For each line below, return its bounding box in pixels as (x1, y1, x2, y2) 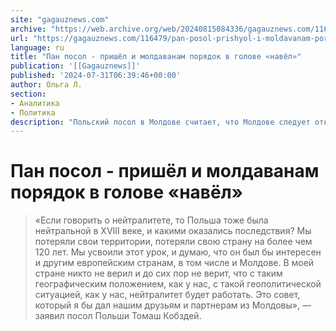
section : (10, 89, 47, 99)
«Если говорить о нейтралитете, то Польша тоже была (34, 214, 269, 226)
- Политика (10, 107, 56, 118)
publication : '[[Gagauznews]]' (10, 61, 141, 71)
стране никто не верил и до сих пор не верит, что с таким (34, 267, 283, 280)
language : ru (10, 42, 65, 53)
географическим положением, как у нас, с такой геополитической (34, 278, 322, 290)
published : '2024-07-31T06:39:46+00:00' (10, 71, 182, 81)
